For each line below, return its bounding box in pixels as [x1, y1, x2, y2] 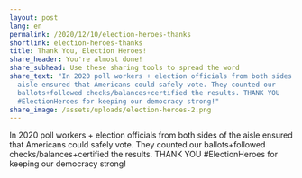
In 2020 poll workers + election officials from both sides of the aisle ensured [9, 129, 293, 140]
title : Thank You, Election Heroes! [9, 47, 147, 56]
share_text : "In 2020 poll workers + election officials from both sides [9, 72, 293, 81]
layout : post [9, 13, 59, 22]
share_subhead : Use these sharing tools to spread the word [9, 64, 241, 73]
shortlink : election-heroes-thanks [9, 38, 143, 48]
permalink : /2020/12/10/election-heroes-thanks [9, 30, 192, 39]
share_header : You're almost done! [9, 55, 143, 64]
